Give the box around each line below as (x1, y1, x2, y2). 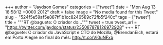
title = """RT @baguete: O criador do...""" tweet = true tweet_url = (5, 19, 137, 25)
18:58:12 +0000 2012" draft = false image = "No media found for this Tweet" (5, 9, 158, 15)
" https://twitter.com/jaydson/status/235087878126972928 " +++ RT (5, 24, 141, 30)
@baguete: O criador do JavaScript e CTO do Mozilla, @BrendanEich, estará (5, 30, 159, 35)
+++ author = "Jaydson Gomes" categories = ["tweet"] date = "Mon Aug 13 (5, 4, 156, 10)
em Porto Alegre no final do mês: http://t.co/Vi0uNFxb (5, 34, 113, 40)
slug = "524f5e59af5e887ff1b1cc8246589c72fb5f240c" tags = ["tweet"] (5, 14, 151, 20)
